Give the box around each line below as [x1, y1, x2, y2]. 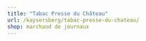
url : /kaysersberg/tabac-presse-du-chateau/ [7, 17, 140, 24]
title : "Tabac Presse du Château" [7, 10, 109, 17]
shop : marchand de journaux [7, 23, 90, 30]
